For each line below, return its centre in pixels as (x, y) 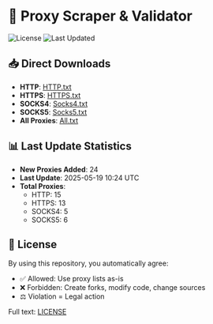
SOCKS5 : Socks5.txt (53, 112)
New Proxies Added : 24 (59, 169)
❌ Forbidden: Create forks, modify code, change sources (112, 288)
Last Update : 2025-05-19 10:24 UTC (79, 178)
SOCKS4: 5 (50, 211)
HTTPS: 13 (49, 203)
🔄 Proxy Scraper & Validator (101, 16)
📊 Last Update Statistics (70, 147)
